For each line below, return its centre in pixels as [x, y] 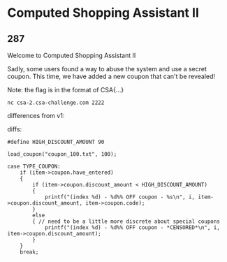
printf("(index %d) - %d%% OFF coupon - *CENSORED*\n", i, [132, 228]
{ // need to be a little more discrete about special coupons [126, 221]
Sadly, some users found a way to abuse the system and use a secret [107, 69]
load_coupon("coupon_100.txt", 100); [62, 154]
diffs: [15, 129]
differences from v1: [36, 116]
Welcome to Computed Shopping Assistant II [72, 55]
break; [29, 252]
